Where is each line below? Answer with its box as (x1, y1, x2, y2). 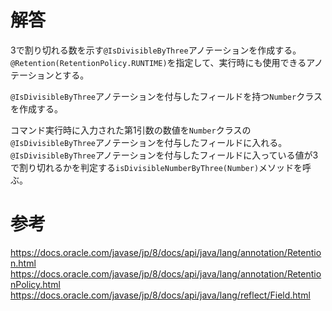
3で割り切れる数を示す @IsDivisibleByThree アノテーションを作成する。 (10, 44, 302, 56)
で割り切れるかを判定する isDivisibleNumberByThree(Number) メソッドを (10, 161, 303, 173)
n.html (10, 257, 37, 269)
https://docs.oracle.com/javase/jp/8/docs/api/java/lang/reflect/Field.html (10, 289, 311, 301)
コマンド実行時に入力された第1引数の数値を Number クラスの (10, 124, 252, 136)
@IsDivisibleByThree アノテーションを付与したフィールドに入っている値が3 (10, 149, 319, 161)
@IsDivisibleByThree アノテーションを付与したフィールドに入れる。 (10, 136, 288, 148)
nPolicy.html (10, 278, 61, 290)
